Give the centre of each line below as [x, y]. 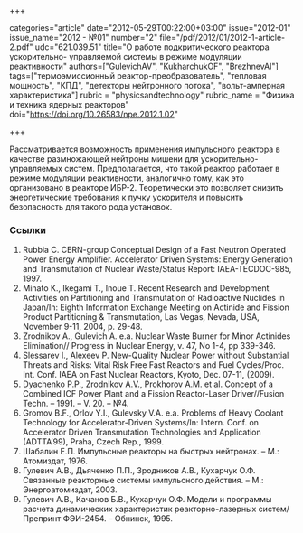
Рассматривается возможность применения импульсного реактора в [145, 149]
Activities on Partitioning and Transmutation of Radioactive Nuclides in [153, 298]
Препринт [42, 519]
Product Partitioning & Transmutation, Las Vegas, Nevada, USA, [141, 317]
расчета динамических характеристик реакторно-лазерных [139, 509]
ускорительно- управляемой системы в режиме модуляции [126, 56]
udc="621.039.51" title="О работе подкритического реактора [152, 47]
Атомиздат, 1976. [55, 461]
